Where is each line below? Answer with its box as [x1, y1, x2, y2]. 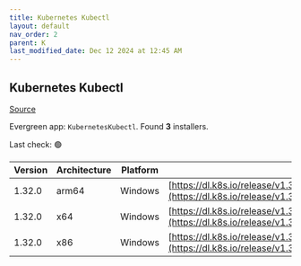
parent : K [9, 38, 47, 48]
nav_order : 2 [9, 30, 58, 39]
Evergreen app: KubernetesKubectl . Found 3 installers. [9, 120, 209, 131]
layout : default [9, 22, 70, 31]
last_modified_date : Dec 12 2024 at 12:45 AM [9, 47, 182, 56]
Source [9, 103, 36, 114]
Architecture [56, 164, 112, 176]
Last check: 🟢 [9, 138, 63, 149]
